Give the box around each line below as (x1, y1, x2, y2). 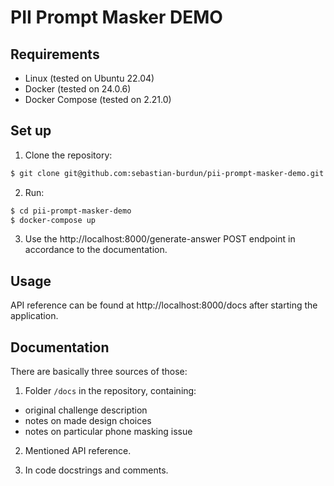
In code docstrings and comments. (24, 464, 169, 476)
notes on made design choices (24, 415, 152, 427)
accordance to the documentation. (24, 244, 168, 256)
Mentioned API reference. (24, 445, 132, 457)
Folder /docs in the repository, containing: (24, 385, 197, 397)
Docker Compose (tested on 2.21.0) (24, 94, 172, 105)
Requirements (10, 46, 100, 63)
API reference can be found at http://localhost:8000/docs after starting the (10, 299, 318, 311)
